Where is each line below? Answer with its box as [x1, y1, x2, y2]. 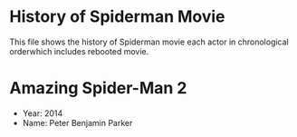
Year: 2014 [22, 107, 63, 119]
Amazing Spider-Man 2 [9, 78, 187, 99]
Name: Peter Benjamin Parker [22, 117, 133, 128]
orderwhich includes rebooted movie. [9, 45, 149, 56]
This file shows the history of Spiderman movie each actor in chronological [9, 36, 290, 47]
